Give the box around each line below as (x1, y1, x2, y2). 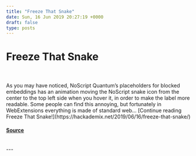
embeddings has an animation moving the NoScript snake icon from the (6, 89, 180, 96)
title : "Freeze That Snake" (6, 8, 75, 15)
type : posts (6, 25, 35, 31)
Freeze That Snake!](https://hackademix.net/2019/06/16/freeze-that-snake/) (6, 113, 191, 120)
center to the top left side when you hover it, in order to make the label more (6, 94, 190, 101)
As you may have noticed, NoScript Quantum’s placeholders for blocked (6, 82, 180, 89)
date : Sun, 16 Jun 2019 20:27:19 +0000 (6, 14, 104, 20)
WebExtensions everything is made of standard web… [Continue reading (6, 107, 182, 114)
